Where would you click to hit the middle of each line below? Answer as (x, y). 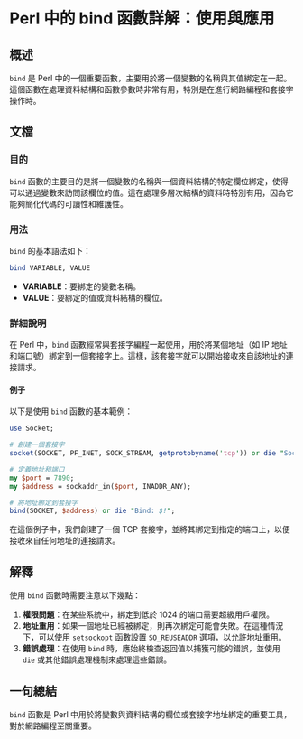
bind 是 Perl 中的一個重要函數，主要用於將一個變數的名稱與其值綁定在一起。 (151, 78)
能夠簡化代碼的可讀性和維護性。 (69, 203)
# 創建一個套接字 (37, 445)
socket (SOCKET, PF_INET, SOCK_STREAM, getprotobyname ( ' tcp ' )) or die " (147, 454)
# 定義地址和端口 (37, 469)
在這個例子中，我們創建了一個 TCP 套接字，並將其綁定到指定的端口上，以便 (150, 529)
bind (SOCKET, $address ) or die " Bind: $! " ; (92, 511)
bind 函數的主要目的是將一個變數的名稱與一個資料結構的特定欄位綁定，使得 (149, 181)
